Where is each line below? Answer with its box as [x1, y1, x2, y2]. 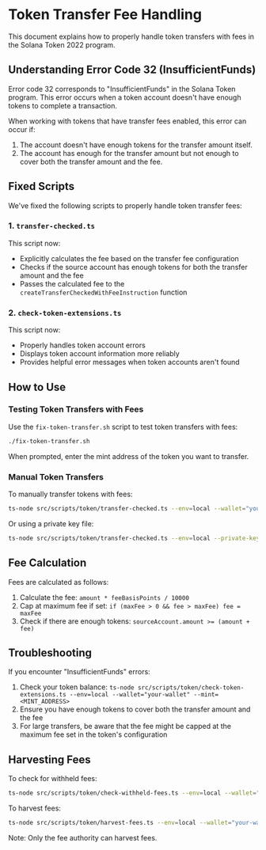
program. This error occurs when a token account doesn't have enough [8, 93, 241, 102]
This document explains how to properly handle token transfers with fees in [8, 32, 255, 41]
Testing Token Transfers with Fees [8, 404, 144, 415]
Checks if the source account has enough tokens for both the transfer [19, 262, 248, 271]
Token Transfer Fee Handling [8, 6, 202, 24]
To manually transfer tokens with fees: [8, 489, 133, 499]
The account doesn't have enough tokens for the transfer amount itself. [19, 140, 253, 150]
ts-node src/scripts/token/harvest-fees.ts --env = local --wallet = [8, 819, 232, 827]
